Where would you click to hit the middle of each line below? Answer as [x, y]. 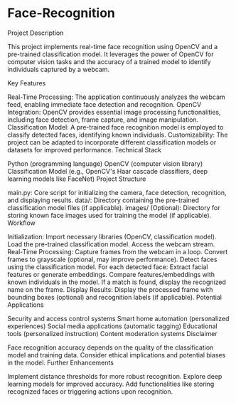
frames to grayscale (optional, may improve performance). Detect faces [112, 259]
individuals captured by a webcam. [59, 69]
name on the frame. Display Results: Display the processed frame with [110, 289]
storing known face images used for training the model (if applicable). [109, 215]
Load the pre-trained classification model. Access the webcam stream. [111, 244]
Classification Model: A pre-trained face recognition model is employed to [116, 127]
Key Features [27, 83]
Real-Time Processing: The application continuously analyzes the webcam [116, 97]
